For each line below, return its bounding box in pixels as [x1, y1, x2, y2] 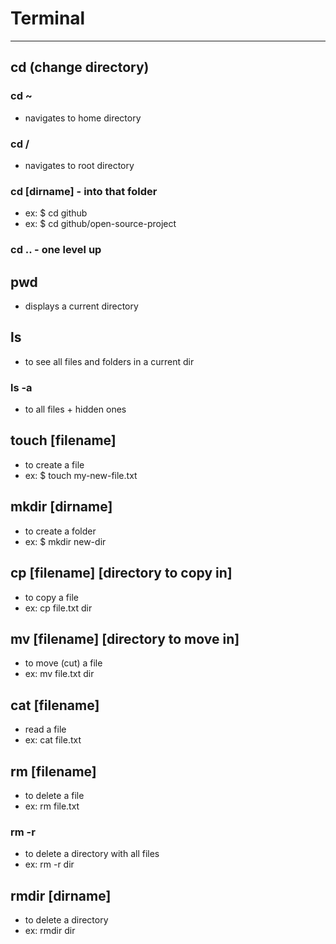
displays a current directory [24, 300, 139, 312]
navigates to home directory [24, 112, 142, 124]
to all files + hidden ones [24, 403, 127, 416]
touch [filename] [10, 432, 117, 449]
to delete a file [24, 789, 85, 801]
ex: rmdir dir [24, 925, 76, 937]
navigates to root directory [24, 159, 135, 171]
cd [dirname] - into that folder [10, 184, 158, 198]
